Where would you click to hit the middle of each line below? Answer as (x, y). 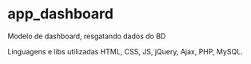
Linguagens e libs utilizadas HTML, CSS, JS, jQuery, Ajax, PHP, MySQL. (125, 51)
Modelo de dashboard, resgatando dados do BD (87, 36)
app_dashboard (60, 14)
